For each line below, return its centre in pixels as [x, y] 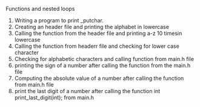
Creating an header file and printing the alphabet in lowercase [92, 27]
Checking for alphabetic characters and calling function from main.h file [104, 59]
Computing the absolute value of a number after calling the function [99, 78]
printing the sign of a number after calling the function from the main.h [102, 65]
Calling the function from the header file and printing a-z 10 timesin [98, 33]
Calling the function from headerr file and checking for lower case [97, 46]
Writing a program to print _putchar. [59, 20]
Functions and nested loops [40, 9]
